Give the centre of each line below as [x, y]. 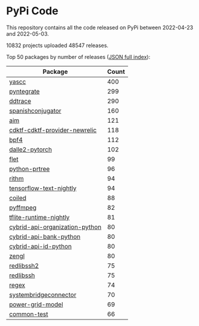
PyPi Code [32, 11]
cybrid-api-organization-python [55, 226]
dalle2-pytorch [31, 149]
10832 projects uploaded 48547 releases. [57, 45]
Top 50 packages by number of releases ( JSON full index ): [78, 57]
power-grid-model [36, 304]
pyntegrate [24, 91]
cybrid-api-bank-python [45, 237]
